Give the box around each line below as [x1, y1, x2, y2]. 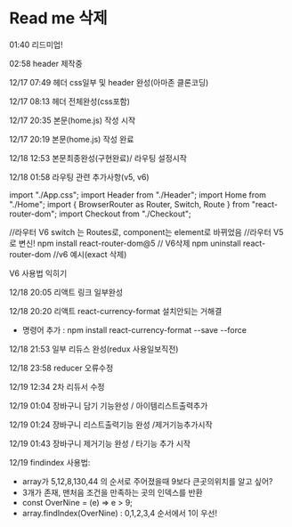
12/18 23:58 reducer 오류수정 [9, 362, 114, 373]
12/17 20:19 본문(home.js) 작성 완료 [9, 134, 134, 144]
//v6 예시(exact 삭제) [53, 248, 127, 259]
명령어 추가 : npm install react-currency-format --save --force [21, 324, 247, 335]
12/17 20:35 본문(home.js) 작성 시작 [9, 115, 136, 126]
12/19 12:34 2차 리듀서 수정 [9, 381, 105, 392]
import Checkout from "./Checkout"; [59, 208, 191, 219]
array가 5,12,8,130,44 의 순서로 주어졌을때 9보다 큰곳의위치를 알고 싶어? [21, 475, 273, 486]
